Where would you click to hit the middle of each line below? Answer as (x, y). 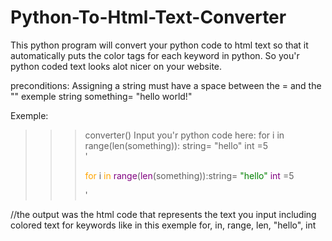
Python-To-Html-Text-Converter (148, 17)
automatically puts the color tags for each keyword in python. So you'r (155, 55)
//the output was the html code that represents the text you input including (163, 214)
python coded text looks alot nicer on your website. (116, 66)
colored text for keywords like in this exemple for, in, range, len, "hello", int (163, 225)
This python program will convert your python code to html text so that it (159, 45)
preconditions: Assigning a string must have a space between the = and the (166, 85)
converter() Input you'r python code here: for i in (184, 135)
